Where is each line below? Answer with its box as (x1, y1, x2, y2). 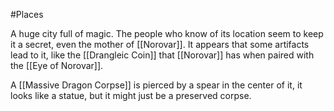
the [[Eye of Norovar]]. (10, 60, 104, 71)
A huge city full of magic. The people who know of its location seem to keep (10, 28, 324, 39)
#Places (10, 9, 44, 20)
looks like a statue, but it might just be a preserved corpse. (10, 90, 252, 101)
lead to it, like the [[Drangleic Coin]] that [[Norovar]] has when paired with (10, 49, 315, 61)
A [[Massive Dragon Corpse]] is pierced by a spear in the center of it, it (10, 79, 303, 91)
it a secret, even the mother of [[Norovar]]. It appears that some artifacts (10, 39, 310, 50)
